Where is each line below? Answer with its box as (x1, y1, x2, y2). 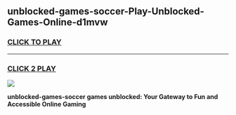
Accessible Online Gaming (7, 100, 86, 108)
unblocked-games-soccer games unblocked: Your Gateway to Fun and (7, 92, 218, 100)
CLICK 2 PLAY (7, 63, 56, 73)
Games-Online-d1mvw (7, 17, 108, 29)
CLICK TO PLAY (7, 38, 62, 47)
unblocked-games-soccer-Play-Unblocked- (7, 6, 205, 17)
